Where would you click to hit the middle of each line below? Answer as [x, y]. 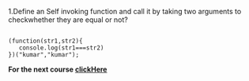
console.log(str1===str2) [61, 48]
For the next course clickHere [58, 69]
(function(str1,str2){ [45, 41]
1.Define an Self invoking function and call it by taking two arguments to [125, 11]
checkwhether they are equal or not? [68, 20]
